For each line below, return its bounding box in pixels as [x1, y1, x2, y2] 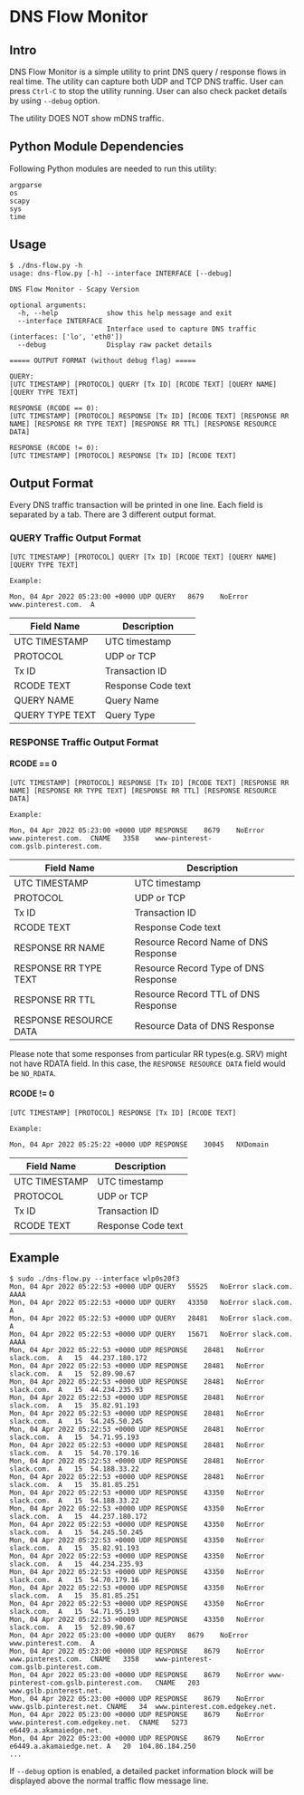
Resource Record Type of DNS [134, 962, 265, 974]
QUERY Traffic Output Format [9, 532, 142, 544]
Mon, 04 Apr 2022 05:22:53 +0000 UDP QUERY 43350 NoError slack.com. [9, 1298, 294, 1307]
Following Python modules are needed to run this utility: [9, 163, 217, 174]
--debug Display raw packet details [17, 340, 213, 350]
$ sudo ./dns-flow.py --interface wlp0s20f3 [9, 1274, 180, 1283]
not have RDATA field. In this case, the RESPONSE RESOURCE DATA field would [9, 1058, 286, 1069]
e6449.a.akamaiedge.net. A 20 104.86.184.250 [9, 1742, 196, 1751]
